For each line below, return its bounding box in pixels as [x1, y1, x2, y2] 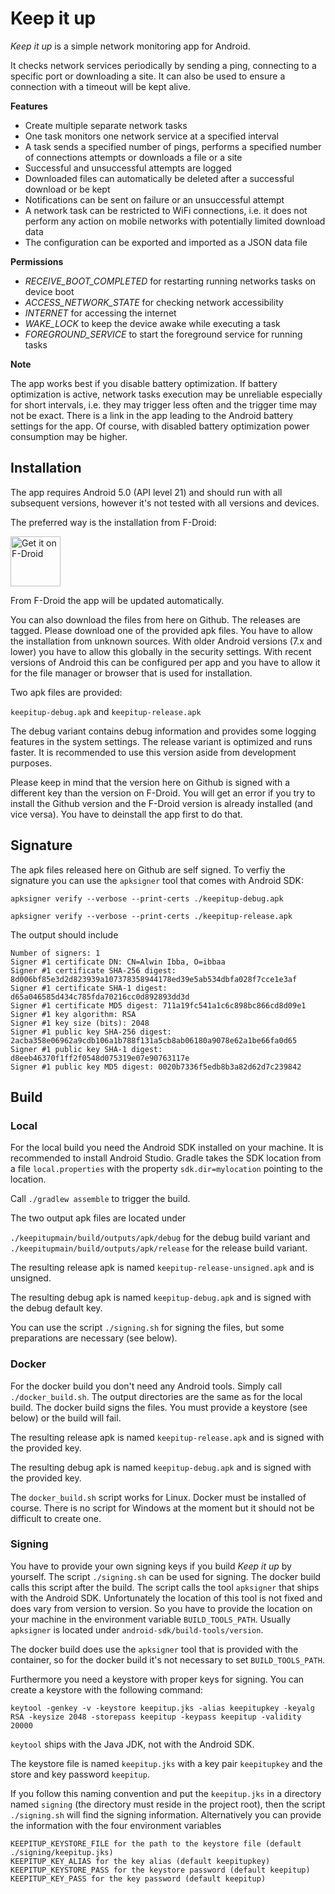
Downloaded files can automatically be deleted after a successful [24, 172, 295, 184]
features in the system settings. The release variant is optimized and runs [10, 735, 313, 747]
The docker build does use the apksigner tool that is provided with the [10, 1643, 299, 1655]
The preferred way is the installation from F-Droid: [10, 516, 217, 528]
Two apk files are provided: [10, 686, 123, 698]
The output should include [10, 928, 119, 941]
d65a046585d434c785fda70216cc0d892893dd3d [10, 992, 190, 1002]
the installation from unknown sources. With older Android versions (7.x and [10, 635, 323, 647]
